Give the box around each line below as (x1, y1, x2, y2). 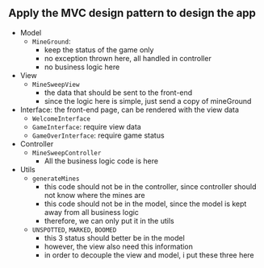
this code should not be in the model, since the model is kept (44, 199, 247, 208)
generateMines (31, 175, 80, 183)
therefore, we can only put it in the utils (44, 216, 175, 225)
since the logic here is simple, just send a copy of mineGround (44, 96, 252, 105)
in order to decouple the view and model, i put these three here (44, 249, 254, 260)
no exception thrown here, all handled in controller (44, 53, 212, 63)
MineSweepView (31, 80, 80, 89)
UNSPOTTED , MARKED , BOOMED (31, 225, 117, 234)
